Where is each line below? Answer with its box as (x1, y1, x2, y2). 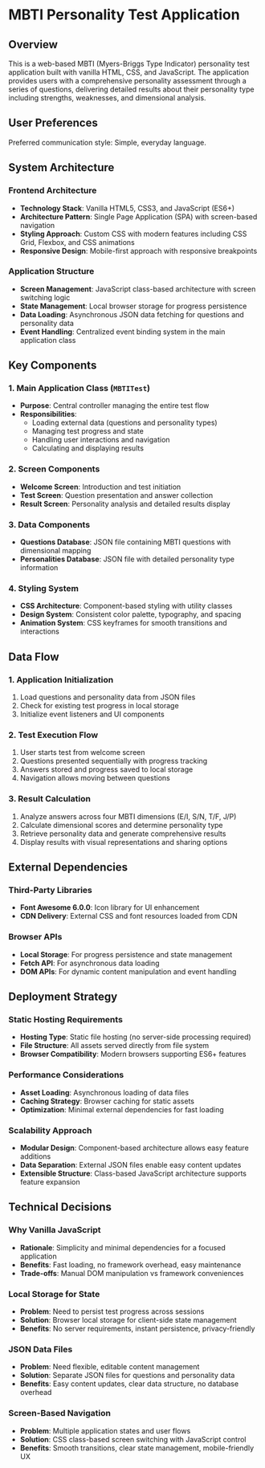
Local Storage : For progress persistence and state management (19, 949, 233, 959)
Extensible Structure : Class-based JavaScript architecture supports (19, 1168, 247, 1178)
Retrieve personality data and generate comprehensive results (19, 829, 226, 838)
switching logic (19, 292, 71, 302)
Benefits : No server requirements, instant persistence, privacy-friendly (19, 1323, 255, 1333)
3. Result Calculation (8, 793, 91, 805)
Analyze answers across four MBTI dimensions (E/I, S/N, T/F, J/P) (19, 811, 237, 821)
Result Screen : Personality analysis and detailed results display (19, 499, 230, 508)
